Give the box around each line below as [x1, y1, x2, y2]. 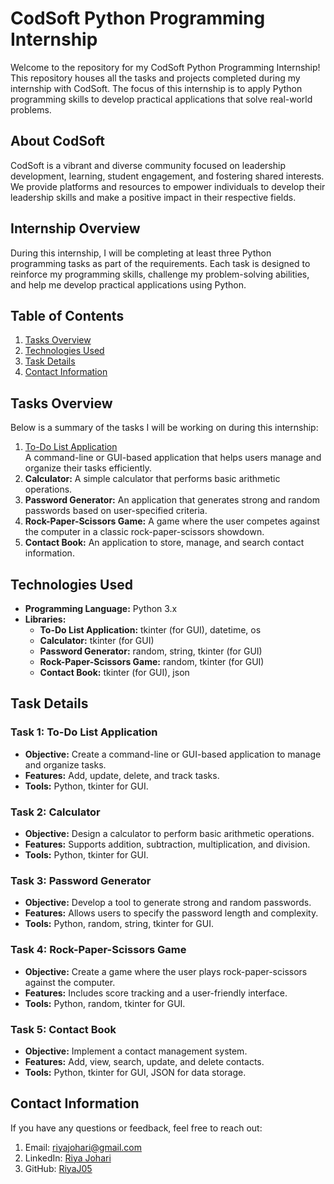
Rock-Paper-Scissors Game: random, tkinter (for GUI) [39, 656, 265, 667]
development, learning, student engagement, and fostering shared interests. [10, 170, 325, 182]
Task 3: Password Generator [10, 873, 152, 887]
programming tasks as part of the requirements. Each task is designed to [10, 257, 311, 269]
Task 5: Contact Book [10, 1022, 117, 1036]
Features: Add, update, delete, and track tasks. [24, 769, 220, 781]
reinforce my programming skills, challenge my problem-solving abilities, [10, 268, 310, 280]
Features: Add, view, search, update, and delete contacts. [24, 1055, 265, 1067]
